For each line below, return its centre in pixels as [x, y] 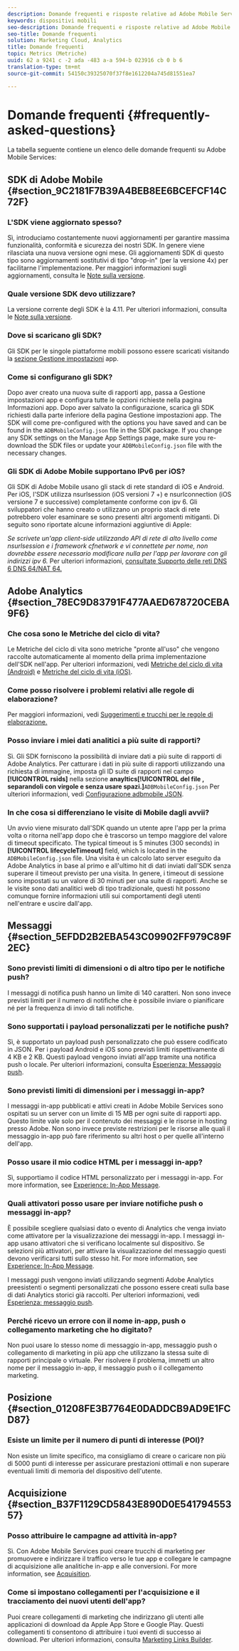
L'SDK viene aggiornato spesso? [65, 222]
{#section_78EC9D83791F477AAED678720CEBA [118, 602]
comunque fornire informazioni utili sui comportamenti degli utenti [104, 896]
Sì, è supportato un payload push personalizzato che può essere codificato [117, 1041]
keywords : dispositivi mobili [52, 21]
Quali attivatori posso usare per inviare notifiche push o [105, 1203]
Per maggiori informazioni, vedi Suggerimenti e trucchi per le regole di [110, 714]
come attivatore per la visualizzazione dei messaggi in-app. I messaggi [111, 1235]
